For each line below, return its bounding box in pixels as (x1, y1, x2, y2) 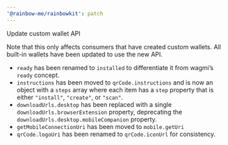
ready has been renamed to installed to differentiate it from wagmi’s (16, 63, 213, 71)
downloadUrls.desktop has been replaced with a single (16, 100, 172, 108)
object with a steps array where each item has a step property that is (16, 85, 214, 94)
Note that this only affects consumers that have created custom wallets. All (6, 42, 222, 51)
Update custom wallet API (6, 29, 81, 37)
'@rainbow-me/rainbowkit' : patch (6, 10, 104, 17)
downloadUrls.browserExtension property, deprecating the (16, 108, 182, 116)
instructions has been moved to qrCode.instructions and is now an (16, 78, 213, 87)
